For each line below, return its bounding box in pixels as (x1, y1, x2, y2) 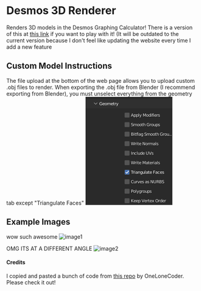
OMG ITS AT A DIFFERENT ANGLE (6, 245, 93, 252)
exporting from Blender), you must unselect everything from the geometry (6, 89, 192, 97)
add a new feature (6, 43, 52, 51)
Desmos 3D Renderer (6, 4, 116, 18)
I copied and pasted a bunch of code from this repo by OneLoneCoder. (6, 272, 185, 279)
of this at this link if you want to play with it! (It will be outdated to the (6, 30, 179, 37)
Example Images (6, 217, 71, 227)
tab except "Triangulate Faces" (6, 199, 84, 206)
